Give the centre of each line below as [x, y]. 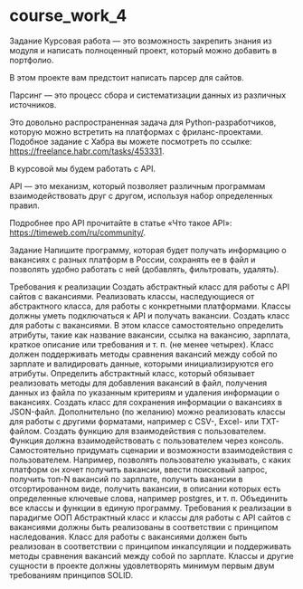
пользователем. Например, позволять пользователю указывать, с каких [150, 460]
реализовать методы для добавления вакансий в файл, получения [138, 383]
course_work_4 [68, 16]
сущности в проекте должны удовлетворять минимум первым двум [142, 565]
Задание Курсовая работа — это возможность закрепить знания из [141, 41]
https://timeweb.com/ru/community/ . [78, 233]
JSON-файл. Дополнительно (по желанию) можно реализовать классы [147, 412]
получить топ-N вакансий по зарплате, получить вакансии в [126, 479]
